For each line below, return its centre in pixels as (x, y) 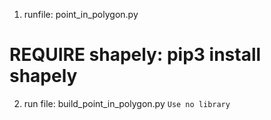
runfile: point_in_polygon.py (81, 14)
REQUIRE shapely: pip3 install (135, 55)
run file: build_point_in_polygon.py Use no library (127, 103)
